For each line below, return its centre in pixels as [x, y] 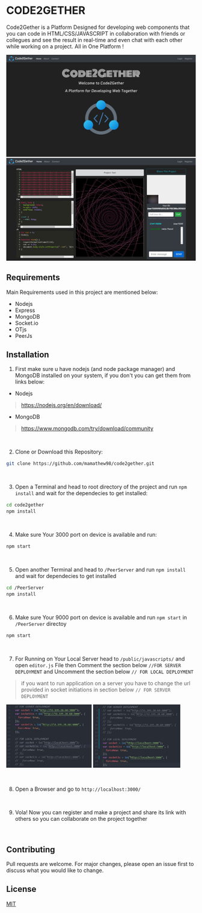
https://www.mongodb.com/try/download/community [87, 429]
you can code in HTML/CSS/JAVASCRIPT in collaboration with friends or [96, 33]
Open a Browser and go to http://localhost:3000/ [78, 789]
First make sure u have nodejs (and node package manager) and [95, 369]
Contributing [31, 849]
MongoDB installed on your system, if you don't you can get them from [103, 375]
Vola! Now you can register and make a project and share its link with [100, 812]
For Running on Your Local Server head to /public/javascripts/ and [100, 659]
